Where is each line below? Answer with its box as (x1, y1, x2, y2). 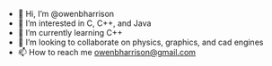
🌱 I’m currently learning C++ (17, 28, 123, 37)
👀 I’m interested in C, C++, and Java (17, 18, 152, 29)
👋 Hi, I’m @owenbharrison (17, 9, 115, 19)
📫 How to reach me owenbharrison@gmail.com (17, 47, 196, 57)
